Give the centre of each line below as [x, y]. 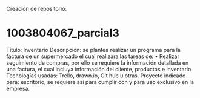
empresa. [18, 88]
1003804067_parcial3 [63, 33]
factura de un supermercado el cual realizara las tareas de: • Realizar [93, 56]
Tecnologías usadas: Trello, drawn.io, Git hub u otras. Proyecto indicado [96, 76]
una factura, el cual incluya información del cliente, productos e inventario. [99, 69]
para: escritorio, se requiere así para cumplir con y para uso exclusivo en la [100, 82]
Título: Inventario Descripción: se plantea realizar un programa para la [93, 50]
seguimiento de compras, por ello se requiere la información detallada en [98, 62]
